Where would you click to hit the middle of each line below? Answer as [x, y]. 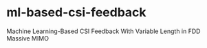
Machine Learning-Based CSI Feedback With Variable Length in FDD [103, 31]
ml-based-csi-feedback [76, 13]
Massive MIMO [28, 38]
